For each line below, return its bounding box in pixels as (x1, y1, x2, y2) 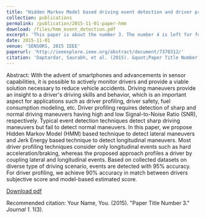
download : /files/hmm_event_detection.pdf (6, 26, 116, 32)
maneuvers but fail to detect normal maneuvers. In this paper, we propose (6, 123, 192, 130)
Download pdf (6, 187, 42, 195)
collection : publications (6, 15, 72, 21)
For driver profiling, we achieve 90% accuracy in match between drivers (6, 169, 188, 176)
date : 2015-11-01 (6, 37, 51, 43)
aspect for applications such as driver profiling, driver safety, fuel (6, 97, 171, 105)
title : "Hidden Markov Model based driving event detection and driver (6, 9, 192, 15)
